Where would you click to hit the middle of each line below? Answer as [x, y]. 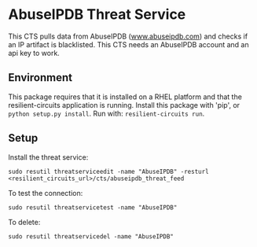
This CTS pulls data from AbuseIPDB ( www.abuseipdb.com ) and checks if [128, 36]
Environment [40, 77]
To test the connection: [46, 193]
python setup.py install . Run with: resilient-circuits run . [106, 113]
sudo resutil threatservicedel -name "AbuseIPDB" [91, 236]
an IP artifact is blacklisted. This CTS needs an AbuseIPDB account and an [128, 44]
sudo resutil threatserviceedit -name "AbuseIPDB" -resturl [109, 171]
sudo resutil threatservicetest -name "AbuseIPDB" [93, 207]
